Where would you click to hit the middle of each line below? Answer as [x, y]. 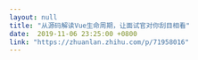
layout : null [33, 17]
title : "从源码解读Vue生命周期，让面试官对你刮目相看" [99, 26]
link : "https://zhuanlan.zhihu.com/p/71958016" [99, 42]
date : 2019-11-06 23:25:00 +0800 [74, 34]
